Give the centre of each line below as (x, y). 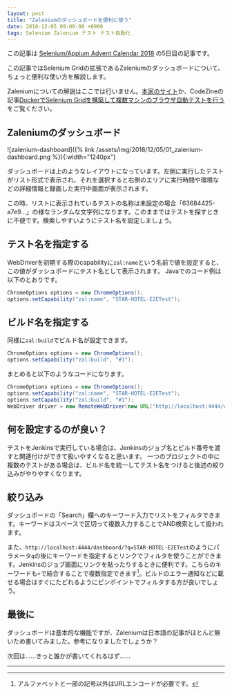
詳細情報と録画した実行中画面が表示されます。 (85, 189)
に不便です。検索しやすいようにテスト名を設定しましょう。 (91, 221)
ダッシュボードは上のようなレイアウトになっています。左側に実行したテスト (116, 171)
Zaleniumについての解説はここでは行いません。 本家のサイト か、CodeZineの (116, 91)
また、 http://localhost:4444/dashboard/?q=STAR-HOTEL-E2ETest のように (110, 547)
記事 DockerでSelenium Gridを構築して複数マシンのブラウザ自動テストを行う (116, 100)
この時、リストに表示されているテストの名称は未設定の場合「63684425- (111, 203)
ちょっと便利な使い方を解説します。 (58, 77)
